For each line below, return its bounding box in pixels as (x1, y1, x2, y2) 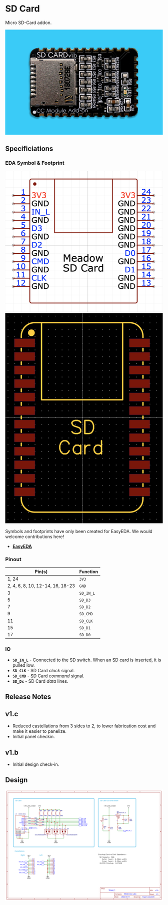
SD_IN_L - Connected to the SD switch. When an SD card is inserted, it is (12, 657, 161, 663)
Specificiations (5, 145, 53, 153)
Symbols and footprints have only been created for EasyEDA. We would (5, 529, 152, 535)
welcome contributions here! (5, 534, 64, 540)
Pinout (5, 556, 21, 563)
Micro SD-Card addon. (5, 20, 52, 26)
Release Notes (5, 693, 51, 701)
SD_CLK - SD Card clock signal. (12, 667, 75, 673)
